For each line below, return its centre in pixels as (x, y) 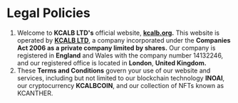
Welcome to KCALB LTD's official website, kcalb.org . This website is (118, 33)
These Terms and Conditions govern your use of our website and (114, 70)
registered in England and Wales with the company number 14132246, (120, 55)
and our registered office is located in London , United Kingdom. (112, 63)
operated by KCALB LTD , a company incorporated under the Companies (124, 40)
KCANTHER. (35, 93)
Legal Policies (48, 13)
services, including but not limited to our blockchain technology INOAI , (121, 78)
